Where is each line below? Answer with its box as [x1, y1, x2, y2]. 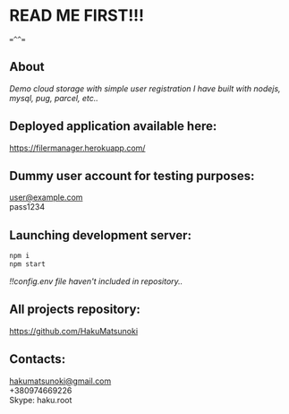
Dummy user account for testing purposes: [9, 168, 255, 184]
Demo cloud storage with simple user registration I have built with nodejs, [9, 82, 281, 94]
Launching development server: [9, 228, 192, 243]
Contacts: [9, 351, 66, 367]
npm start [9, 260, 47, 269]
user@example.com [9, 192, 83, 203]
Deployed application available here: [9, 118, 217, 134]
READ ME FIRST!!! [9, 5, 145, 26]
